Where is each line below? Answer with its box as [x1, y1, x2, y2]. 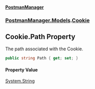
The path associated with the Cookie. [5, 46, 84, 52]
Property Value [5, 67, 38, 73]
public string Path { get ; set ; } [5, 56, 79, 61]
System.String [5, 78, 35, 84]
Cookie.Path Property [5, 32, 76, 41]
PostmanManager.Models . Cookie [5, 17, 90, 24]
